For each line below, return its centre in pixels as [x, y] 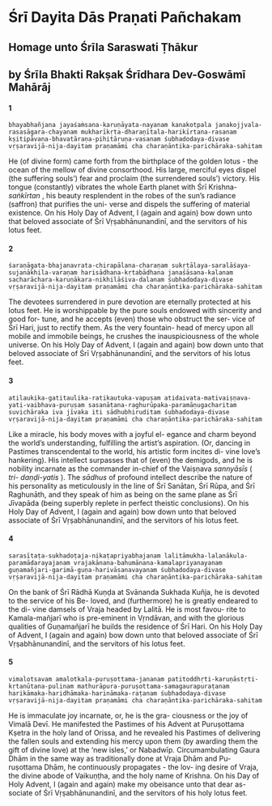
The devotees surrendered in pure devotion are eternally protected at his [130, 302]
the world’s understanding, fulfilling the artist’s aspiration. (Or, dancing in [130, 443]
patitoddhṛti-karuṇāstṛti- [213, 679]
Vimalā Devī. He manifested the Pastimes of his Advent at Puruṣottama [126, 723]
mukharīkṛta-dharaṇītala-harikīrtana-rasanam [159, 132]
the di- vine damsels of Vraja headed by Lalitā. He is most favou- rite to [127, 609]
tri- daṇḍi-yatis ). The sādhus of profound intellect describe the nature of [130, 477]
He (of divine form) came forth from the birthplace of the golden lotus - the [134, 161]
